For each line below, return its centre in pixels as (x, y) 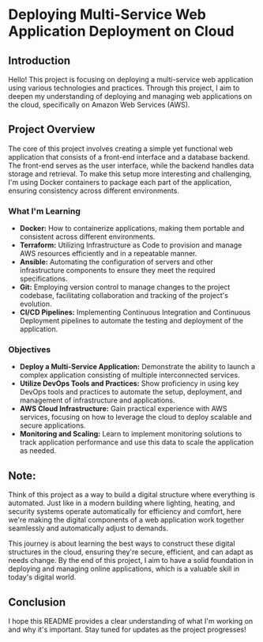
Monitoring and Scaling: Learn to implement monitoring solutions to (131, 434)
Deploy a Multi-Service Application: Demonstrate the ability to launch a (137, 367)
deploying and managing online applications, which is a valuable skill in (124, 569)
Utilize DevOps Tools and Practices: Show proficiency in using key (129, 383)
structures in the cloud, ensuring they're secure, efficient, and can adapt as (131, 552)
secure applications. (53, 425)
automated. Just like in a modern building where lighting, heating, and (122, 503)
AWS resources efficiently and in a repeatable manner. (108, 254)
